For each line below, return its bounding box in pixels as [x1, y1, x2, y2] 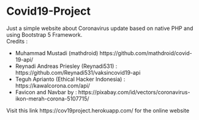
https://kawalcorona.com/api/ [15, 81, 91, 89]
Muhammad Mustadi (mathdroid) [15, 49, 99, 56]
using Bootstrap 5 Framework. [6, 31, 83, 38]
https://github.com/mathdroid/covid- [99, 49, 192, 56]
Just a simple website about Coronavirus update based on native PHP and [6, 24, 193, 32]
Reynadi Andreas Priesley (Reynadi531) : [15, 62, 118, 70]
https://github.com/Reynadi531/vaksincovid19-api [15, 69, 141, 76]
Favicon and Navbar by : [15, 88, 77, 96]
